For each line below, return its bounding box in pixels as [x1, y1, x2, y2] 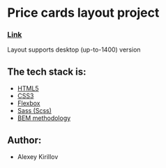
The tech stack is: [7, 66, 86, 77]
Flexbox [17, 99, 40, 107]
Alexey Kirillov [17, 153, 59, 161]
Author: [7, 134, 42, 146]
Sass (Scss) [17, 107, 52, 115]
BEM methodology [17, 114, 71, 123]
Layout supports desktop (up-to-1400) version [7, 45, 141, 54]
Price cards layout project [7, 5, 160, 21]
